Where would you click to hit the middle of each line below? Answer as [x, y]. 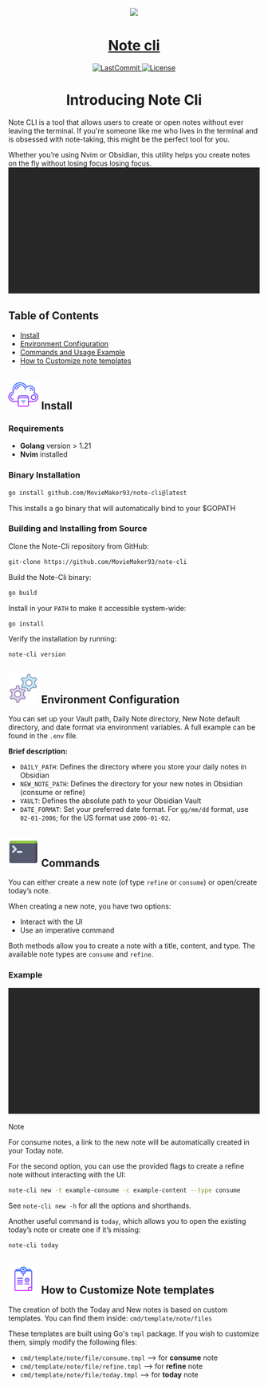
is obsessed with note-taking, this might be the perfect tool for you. [119, 139]
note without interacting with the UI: [67, 1175]
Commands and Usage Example [73, 352]
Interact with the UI [51, 921]
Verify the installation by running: [63, 639]
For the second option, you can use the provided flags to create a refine [126, 1166]
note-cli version [37, 655]
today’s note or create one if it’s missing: [75, 1230]
